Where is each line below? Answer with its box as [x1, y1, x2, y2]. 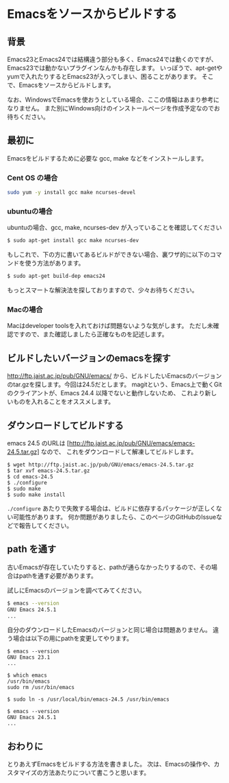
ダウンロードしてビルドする [7, 419, 124, 431]
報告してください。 [18, 521, 73, 529]
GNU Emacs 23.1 [7, 654, 51, 661]
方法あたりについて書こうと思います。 [42, 769, 150, 777]
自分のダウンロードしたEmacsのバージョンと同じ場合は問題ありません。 [7, 626, 212, 634]
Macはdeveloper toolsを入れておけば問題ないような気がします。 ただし [7, 322, 207, 330]
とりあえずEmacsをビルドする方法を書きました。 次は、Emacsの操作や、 [7, 760, 214, 769]
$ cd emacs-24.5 [7, 473, 53, 480]
